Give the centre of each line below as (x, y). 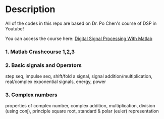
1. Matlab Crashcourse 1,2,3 (40, 52)
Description (30, 9)
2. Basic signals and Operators (43, 65)
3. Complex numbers (31, 95)
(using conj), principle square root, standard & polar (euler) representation (82, 111)
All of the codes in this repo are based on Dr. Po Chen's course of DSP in (81, 23)
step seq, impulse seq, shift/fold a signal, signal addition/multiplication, (79, 76)
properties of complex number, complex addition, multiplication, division (80, 106)
